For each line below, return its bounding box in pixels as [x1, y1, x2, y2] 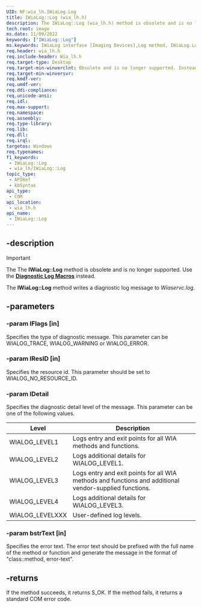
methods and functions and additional [72, 476, 180, 485]
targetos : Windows [6, 143, 52, 149]
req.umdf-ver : [6, 82, 42, 88]
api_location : [6, 199, 42, 205]
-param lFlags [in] [6, 320, 60, 328]
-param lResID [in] [6, 355, 61, 363]
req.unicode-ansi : [6, 93, 52, 99]
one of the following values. [6, 410, 75, 417]
